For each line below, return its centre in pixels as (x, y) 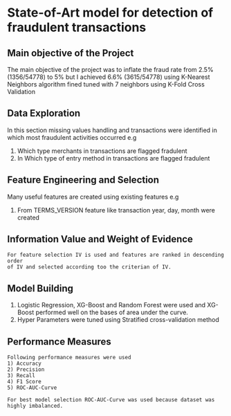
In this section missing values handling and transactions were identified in (112, 130)
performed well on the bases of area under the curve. (112, 312)
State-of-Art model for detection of (110, 13)
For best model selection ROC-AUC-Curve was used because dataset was (111, 400)
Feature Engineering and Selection (83, 180)
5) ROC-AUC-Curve (32, 388)
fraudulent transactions (77, 27)
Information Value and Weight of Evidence (100, 239)
